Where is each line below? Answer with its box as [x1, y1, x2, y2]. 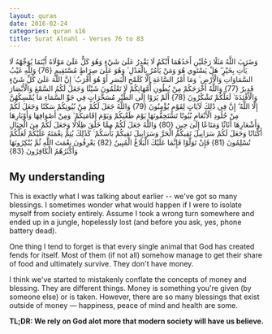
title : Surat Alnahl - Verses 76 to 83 [9, 34, 145, 43]
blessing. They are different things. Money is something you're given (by [9, 284, 252, 293]
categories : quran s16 [9, 27, 86, 35]
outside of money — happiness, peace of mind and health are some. [9, 301, 238, 310]
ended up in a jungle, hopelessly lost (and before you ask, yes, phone [9, 217, 242, 228]
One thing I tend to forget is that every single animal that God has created [9, 241, 255, 252]
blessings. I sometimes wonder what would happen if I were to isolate [9, 200, 243, 210]
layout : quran [9, 11, 58, 20]
